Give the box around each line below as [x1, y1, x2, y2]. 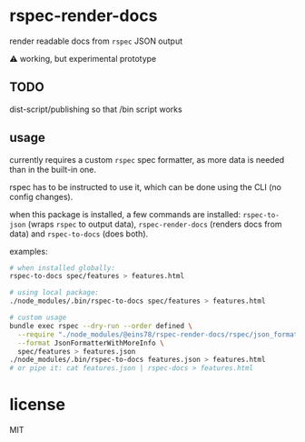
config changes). [9, 191, 74, 202]
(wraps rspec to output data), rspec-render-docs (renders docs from [27, 218, 283, 229]
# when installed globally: [9, 263, 116, 273]
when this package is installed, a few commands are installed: [9, 208, 241, 219]
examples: [9, 246, 48, 256]
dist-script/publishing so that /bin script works [9, 104, 183, 115]
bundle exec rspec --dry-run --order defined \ [9, 321, 193, 330]
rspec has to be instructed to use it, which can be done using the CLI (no [9, 181, 282, 192]
